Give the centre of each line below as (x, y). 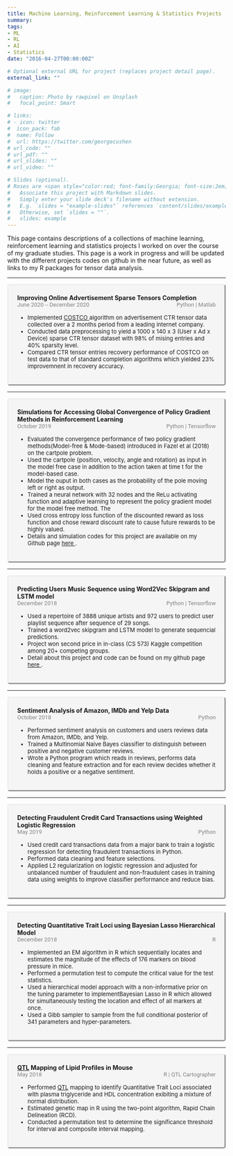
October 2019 (34, 427)
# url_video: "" (31, 167)
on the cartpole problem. (60, 453)
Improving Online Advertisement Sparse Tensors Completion (107, 298)
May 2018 (29, 1074)
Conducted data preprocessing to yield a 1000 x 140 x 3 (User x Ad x (119, 332)
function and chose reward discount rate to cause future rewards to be (121, 522)
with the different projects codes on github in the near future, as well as (109, 260)
